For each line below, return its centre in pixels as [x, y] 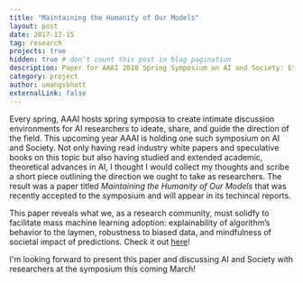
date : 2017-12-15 [42, 34]
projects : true [38, 51]
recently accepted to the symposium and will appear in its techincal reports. [150, 196]
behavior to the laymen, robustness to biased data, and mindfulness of [141, 232]
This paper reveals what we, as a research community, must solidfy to [139, 213]
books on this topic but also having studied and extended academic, [136, 157]
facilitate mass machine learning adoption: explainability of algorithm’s [140, 223]
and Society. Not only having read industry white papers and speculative [144, 147]
